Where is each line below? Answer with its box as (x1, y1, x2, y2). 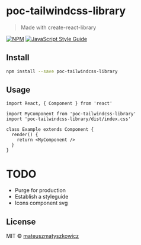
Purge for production (14, 187, 66, 194)
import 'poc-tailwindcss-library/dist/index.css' (6, 116, 132, 122)
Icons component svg (14, 199, 68, 206)
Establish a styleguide (14, 193, 69, 200)
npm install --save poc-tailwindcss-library (6, 68, 118, 74)
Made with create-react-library (20, 24, 97, 31)
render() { (11, 132, 39, 138)
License (6, 216, 36, 227)
